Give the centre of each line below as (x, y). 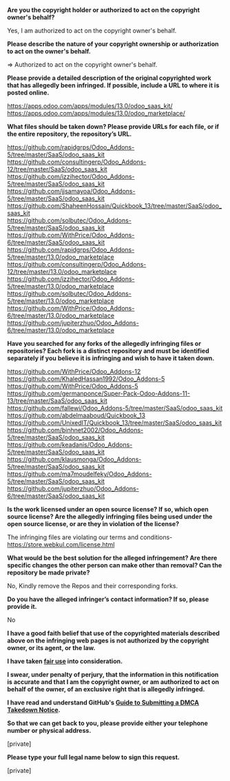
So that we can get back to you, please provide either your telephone (108, 723)
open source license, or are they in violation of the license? (93, 524)
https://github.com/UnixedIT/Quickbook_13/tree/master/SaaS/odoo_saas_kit (115, 423)
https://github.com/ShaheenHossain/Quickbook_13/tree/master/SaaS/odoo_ (115, 206)
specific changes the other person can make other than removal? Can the (115, 565)
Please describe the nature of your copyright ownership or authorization (113, 44)
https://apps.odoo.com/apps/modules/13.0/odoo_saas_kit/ (90, 106)
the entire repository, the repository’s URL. (70, 134)
